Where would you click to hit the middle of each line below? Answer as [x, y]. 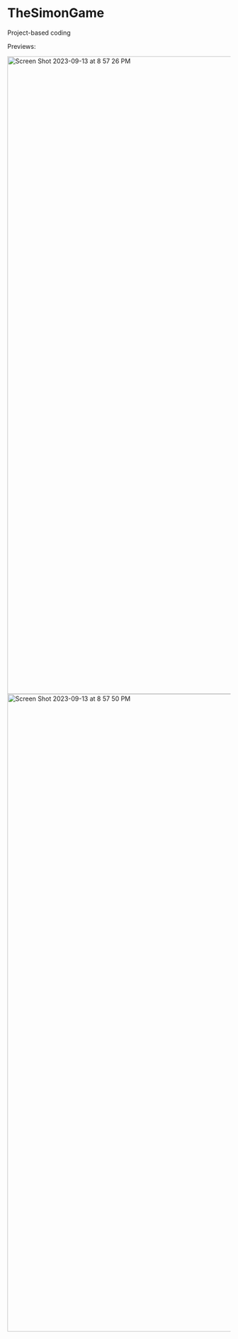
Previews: [22, 46]
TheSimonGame [56, 13]
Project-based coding [39, 33]
